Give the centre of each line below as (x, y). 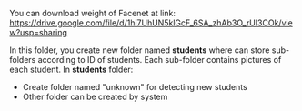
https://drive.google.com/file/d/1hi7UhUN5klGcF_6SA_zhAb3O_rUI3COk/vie (151, 23)
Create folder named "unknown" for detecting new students (135, 87)
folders (23, 60)
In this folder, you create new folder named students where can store (140, 50)
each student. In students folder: (71, 69)
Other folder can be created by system (95, 96)
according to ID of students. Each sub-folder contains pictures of (160, 60)
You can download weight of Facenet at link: (92, 13)
